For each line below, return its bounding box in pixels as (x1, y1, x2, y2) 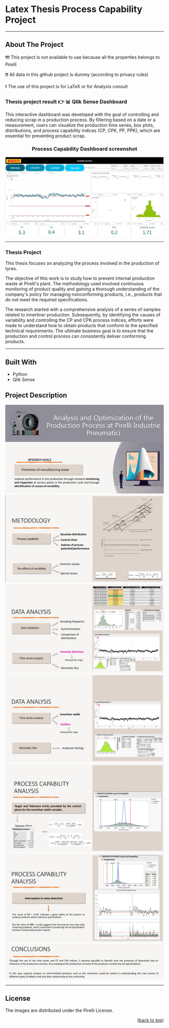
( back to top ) (137, 1017, 164, 1023)
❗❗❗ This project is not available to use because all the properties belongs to (5, 54, 160, 60)
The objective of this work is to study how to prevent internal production (5, 275, 155, 281)
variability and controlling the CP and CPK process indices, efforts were (5, 317, 154, 323)
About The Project (5, 40, 64, 49)
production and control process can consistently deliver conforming (5, 333, 146, 339)
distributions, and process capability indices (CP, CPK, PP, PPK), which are (5, 127, 160, 134)
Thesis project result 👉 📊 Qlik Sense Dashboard (5, 98, 127, 105)
